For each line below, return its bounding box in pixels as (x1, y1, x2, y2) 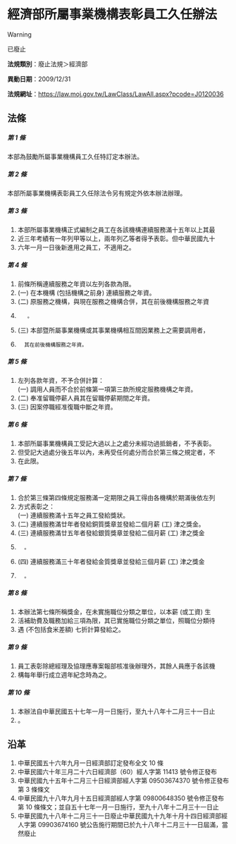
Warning (7, 30, 32, 39)
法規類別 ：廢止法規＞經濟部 (7, 59, 88, 68)
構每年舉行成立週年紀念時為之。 (17, 671, 111, 679)
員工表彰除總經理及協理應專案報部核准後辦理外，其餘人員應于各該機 (17, 662, 216, 671)
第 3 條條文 (17, 785, 51, 793)
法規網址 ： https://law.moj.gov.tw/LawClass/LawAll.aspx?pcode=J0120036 (7, 90, 224, 98)
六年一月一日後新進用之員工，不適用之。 (17, 243, 135, 252)
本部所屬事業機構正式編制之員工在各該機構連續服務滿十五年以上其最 (17, 226, 216, 234)
